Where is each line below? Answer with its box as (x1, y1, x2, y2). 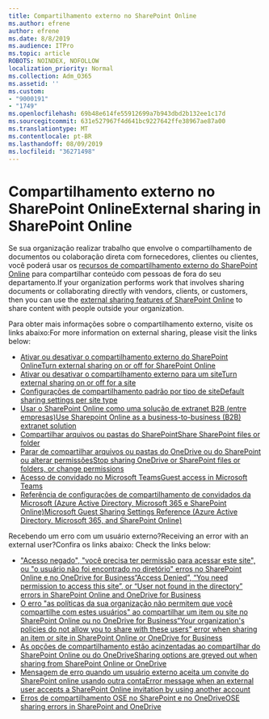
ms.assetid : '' (8, 79, 60, 87)
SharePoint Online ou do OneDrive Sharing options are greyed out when (19, 650, 258, 660)
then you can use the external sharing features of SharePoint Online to (8, 295, 243, 304)
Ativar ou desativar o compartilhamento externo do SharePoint (19, 352, 229, 362)
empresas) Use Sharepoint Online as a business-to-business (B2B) (19, 412, 242, 422)
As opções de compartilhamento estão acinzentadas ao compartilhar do (19, 641, 261, 652)
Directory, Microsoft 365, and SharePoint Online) (19, 516, 183, 525)
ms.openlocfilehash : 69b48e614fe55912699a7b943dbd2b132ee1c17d (8, 110, 226, 118)
